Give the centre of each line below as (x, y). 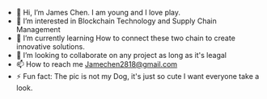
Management (38, 29)
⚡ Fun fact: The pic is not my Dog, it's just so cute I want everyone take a (138, 76)
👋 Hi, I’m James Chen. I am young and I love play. (98, 12)
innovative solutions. (50, 47)
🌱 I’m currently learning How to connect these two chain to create (126, 38)
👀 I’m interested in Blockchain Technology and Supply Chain (116, 21)
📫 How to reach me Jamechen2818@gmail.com (97, 64)
